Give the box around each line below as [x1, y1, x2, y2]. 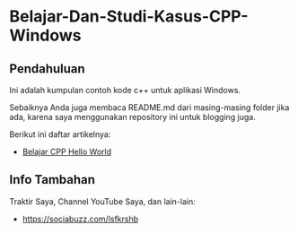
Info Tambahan [9, 172, 96, 187]
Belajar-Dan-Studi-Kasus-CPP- [9, 6, 249, 27]
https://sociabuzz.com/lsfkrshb [22, 213, 139, 224]
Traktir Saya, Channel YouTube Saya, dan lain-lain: [9, 195, 196, 207]
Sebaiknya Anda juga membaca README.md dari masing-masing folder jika [9, 102, 290, 113]
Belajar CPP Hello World [22, 146, 112, 157]
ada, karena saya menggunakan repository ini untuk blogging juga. [9, 112, 256, 122]
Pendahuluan [9, 61, 85, 76]
